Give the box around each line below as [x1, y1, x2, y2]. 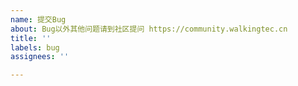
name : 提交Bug [10, 14, 67, 25]
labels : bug [10, 42, 60, 53]
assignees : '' [10, 52, 70, 62]
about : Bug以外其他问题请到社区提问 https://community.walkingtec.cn [10, 24, 288, 34]
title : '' [10, 33, 52, 43]
